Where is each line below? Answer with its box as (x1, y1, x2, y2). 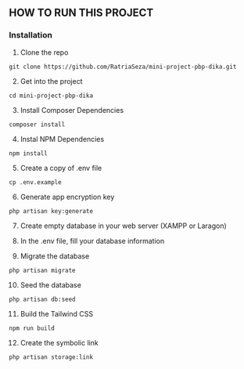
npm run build (9, 324, 56, 332)
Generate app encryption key (20, 192, 115, 201)
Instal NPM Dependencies (20, 134, 105, 143)
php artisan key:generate (9, 207, 93, 215)
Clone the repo (20, 47, 69, 57)
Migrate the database (20, 251, 90, 261)
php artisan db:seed (9, 295, 77, 303)
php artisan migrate (9, 266, 77, 274)
